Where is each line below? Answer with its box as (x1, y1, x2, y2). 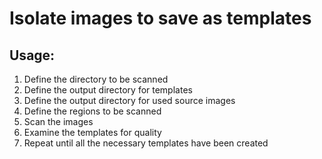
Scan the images (23, 116, 94, 127)
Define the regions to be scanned (23, 105, 162, 117)
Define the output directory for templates (23, 84, 193, 96)
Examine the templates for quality (23, 127, 162, 138)
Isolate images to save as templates (9, 7, 312, 30)
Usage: (9, 47, 56, 64)
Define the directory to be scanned (23, 73, 169, 85)
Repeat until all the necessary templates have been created (23, 137, 269, 149)
